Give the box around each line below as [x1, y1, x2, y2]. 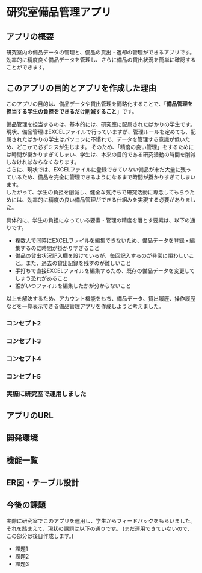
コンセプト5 [6, 372, 41, 380]
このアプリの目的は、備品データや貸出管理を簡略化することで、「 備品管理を [6, 100, 194, 107]
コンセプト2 [6, 319, 41, 327]
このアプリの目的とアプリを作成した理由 [6, 83, 156, 94]
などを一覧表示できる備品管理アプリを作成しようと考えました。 [6, 303, 164, 310]
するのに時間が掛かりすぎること [20, 244, 100, 251]
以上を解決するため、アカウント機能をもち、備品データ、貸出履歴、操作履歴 [6, 295, 196, 302]
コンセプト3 [6, 336, 41, 345]
